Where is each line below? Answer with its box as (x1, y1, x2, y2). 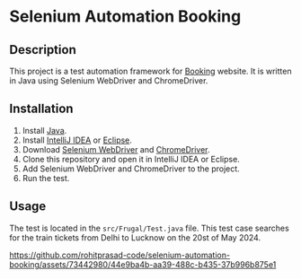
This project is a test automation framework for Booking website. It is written (9, 65, 292, 76)
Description (9, 42, 76, 57)
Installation (9, 101, 74, 117)
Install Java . (22, 125, 67, 135)
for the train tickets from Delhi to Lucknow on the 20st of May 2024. (9, 231, 261, 243)
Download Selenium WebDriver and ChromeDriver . (22, 144, 210, 154)
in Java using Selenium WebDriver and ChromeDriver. (9, 75, 208, 86)
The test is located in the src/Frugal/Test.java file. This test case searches (9, 222, 289, 233)
